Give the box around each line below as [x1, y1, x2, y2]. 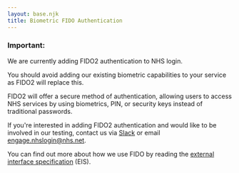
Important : [7, 41, 46, 51]
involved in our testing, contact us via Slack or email [7, 128, 161, 137]
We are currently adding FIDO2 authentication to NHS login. [7, 56, 183, 65]
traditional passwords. [7, 107, 73, 115]
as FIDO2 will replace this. [7, 78, 84, 86]
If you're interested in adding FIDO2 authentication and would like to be [7, 120, 217, 129]
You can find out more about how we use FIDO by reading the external [7, 150, 215, 158]
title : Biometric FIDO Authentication [7, 17, 123, 24]
